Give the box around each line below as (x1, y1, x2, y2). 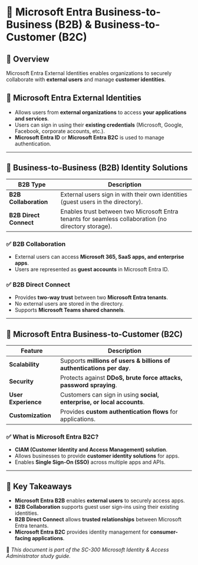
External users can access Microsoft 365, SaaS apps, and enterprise (14, 253, 184, 260)
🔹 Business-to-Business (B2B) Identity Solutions (6, 163, 188, 173)
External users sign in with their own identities (60, 190, 187, 199)
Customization (9, 411, 51, 420)
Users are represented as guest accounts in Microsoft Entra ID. (14, 265, 169, 272)
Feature (20, 347, 43, 355)
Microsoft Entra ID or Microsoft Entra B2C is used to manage (14, 134, 165, 141)
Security (9, 378, 34, 386)
